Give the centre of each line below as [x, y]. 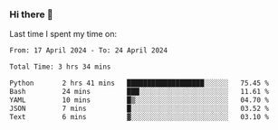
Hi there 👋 [32, 14]
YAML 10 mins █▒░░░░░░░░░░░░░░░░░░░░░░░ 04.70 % [139, 100]
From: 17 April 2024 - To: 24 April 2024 [89, 51]
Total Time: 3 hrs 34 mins [60, 67]
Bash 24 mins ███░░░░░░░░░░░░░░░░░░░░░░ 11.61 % [139, 91]
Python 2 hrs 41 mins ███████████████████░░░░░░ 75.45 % [139, 84]
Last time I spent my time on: [63, 34]
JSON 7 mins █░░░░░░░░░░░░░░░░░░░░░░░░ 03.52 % [139, 108]
